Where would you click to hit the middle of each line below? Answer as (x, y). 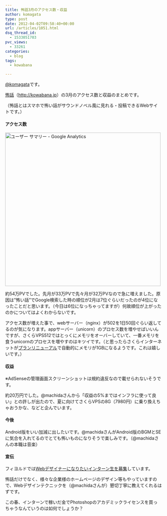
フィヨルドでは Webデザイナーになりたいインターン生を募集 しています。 (79, 468)
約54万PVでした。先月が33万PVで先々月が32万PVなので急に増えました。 (81, 294)
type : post (16, 19)
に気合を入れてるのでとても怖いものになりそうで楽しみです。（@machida (80, 438)
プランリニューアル (38, 348)
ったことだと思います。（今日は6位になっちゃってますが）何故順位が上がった (83, 306)
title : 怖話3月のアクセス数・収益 (36, 10)
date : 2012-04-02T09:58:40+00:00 (40, 24)
